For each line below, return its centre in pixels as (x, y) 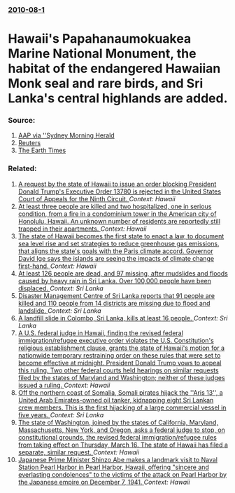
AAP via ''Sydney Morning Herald (66, 135)
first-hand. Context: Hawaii (57, 266)
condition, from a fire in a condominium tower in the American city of (117, 214)
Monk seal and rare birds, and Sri (106, 84)
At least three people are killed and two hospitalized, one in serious (115, 206)
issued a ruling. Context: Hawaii (64, 385)
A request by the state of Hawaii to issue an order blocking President (117, 184)
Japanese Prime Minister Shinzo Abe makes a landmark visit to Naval (117, 459)
